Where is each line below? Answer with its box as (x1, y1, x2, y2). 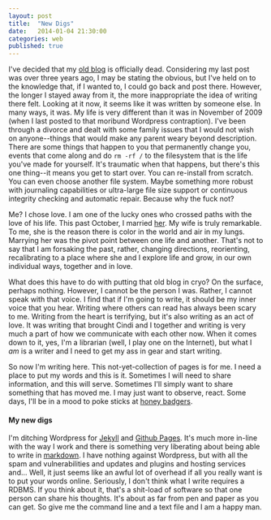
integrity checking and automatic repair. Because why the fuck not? (8, 194, 234, 204)
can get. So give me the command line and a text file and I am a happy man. (8, 502, 262, 512)
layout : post (8, 11, 53, 20)
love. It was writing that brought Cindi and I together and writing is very (8, 320, 246, 330)
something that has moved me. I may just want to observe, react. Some (8, 388, 247, 398)
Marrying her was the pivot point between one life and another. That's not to (8, 236, 264, 245)
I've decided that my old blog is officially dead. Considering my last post (8, 64, 250, 74)
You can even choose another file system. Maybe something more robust (8, 176, 254, 187)
